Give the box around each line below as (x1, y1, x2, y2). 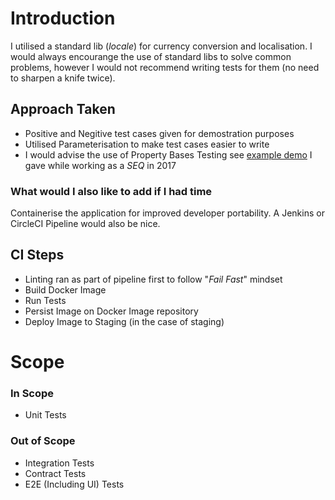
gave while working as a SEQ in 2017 (24, 159, 177, 171)
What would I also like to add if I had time (10, 184, 213, 198)
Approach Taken (10, 101, 116, 118)
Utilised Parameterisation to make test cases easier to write (24, 138, 270, 150)
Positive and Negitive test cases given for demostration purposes (24, 127, 295, 139)
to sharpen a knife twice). (10, 72, 116, 84)
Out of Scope (10, 434, 76, 448)
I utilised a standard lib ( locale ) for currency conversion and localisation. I (10, 40, 313, 52)
